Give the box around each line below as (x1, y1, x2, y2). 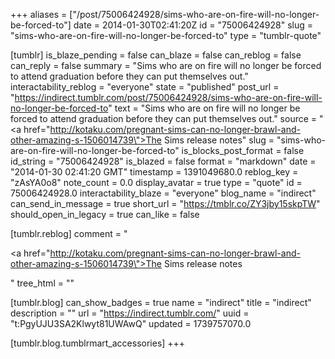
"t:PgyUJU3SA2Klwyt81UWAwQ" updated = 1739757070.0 (10, 318, 252, 329)
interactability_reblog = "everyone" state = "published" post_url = (10, 81, 280, 93)
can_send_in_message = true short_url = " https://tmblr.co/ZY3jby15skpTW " (10, 198, 321, 209)
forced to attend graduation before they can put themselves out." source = (10, 113, 318, 124)
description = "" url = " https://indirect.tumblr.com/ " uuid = (10, 307, 250, 319)
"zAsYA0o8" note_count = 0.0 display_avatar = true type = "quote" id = (10, 177, 303, 188)
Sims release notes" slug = (163, 134, 275, 146)
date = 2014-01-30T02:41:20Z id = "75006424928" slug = (73, 19, 313, 31)
